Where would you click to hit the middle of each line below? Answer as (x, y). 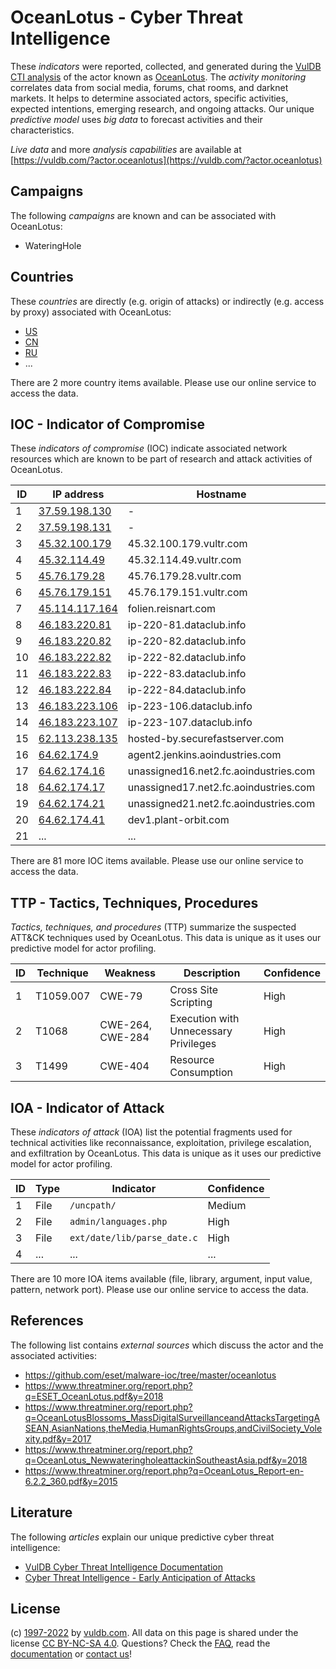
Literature (41, 1512)
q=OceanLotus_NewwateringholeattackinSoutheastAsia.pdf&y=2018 (166, 1460)
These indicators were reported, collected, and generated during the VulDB (166, 66)
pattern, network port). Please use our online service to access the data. (159, 1289)
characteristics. (42, 130)
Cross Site (194, 990)
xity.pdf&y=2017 (58, 1438)
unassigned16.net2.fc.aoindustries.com (221, 771)
